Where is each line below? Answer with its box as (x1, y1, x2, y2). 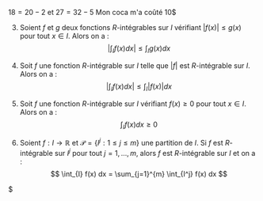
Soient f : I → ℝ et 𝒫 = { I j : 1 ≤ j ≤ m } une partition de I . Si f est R (19, 137, 230, 148)
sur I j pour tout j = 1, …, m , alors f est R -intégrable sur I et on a (54, 147, 256, 157)
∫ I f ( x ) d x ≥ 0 (120, 119, 158, 131)
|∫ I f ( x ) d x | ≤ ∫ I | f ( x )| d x (105, 82, 173, 93)
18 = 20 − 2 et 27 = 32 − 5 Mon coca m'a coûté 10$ (8, 8, 177, 17)
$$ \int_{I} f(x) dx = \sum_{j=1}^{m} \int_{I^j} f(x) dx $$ (50, 169, 228, 178)
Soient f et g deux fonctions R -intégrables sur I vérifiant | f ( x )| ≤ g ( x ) (19, 23, 242, 32)
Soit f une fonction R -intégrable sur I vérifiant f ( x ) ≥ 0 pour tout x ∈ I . (19, 99, 247, 108)
